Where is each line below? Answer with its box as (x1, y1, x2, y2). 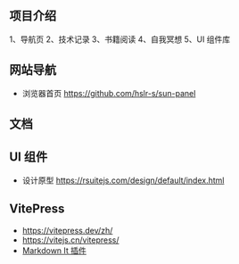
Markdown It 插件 (21, 244, 87, 256)
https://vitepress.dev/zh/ (21, 225, 113, 235)
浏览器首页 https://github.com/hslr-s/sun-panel (21, 87, 196, 98)
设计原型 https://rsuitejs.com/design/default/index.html (21, 175, 225, 186)
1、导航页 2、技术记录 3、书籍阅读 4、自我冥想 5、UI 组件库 (9, 34, 231, 45)
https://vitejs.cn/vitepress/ (21, 235, 119, 245)
